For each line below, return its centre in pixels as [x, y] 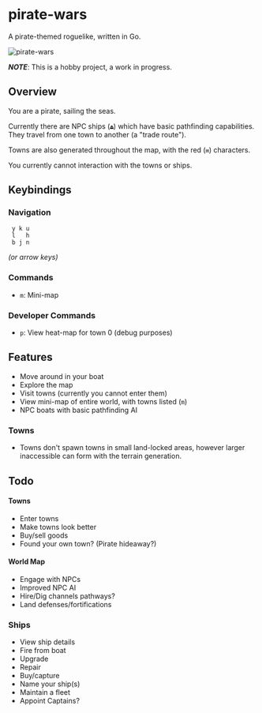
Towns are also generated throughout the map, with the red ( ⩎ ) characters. [129, 150]
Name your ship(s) [50, 684]
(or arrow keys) [33, 257]
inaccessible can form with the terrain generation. [101, 456]
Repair [30, 667]
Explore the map [46, 385]
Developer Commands [52, 315]
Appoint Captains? [50, 701]
